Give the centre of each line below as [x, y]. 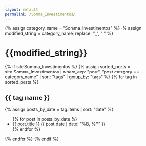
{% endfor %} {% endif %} [32, 139]
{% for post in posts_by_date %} [45, 119]
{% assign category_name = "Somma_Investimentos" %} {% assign [73, 28]
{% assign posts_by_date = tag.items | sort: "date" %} [59, 109]
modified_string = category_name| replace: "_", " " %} [59, 33]
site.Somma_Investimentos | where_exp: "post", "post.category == [72, 72]
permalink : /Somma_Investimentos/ [40, 14]
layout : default [22, 10]
